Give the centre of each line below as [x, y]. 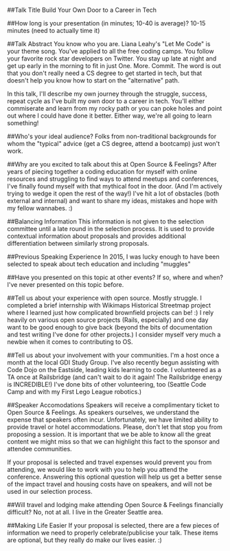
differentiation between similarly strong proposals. [78, 243]
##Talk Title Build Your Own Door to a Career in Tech [82, 10]
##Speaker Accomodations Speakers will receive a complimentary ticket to [113, 405]
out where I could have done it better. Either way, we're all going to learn [110, 116]
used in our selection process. [50, 491]
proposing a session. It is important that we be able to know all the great [109, 434]
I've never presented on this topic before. [66, 284]
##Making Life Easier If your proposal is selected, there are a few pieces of [113, 525]
